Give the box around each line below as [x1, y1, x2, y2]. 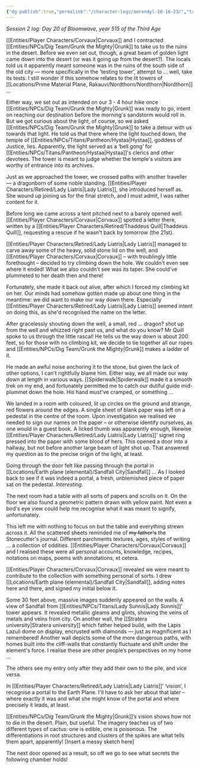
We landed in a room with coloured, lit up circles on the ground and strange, [6, 400, 192, 407]
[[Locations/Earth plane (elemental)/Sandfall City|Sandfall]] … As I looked [6, 468, 185, 475]
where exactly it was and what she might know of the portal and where [6, 695, 179, 702]
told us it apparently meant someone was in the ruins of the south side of [6, 62, 185, 69]
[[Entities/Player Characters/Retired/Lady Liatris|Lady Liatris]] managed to [6, 240, 187, 247]
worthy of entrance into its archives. [6, 162, 94, 169]
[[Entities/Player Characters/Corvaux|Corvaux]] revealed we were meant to [6, 565, 190, 573]
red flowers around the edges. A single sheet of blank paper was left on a [6, 406, 185, 413]
